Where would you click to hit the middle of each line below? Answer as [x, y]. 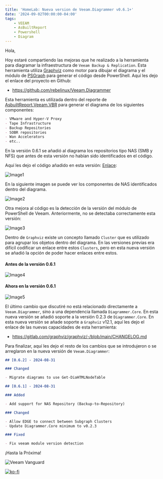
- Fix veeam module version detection [44, 443]
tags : [10, 18]
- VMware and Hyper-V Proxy [34, 119]
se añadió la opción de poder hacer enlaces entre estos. [62, 253]
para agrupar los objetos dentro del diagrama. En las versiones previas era [80, 243]
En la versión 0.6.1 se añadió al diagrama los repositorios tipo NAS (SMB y [79, 151]
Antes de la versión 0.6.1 [30, 264]
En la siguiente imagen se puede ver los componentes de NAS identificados [81, 184]
